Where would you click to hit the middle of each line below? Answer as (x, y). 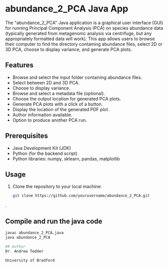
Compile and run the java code (54, 221)
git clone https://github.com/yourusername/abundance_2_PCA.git (81, 196)
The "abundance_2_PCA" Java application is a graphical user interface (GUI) (84, 23)
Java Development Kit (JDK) (42, 148)
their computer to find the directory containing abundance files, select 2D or (84, 44)
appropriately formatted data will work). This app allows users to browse (80, 39)
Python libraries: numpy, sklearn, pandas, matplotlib (66, 158)
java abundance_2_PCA (28, 237)
